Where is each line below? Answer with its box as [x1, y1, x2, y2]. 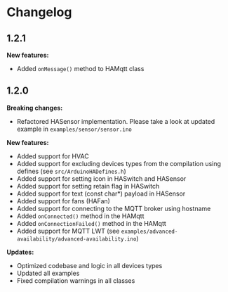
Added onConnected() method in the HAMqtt [16, 212, 145, 220]
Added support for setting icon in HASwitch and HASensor [16, 174, 187, 183]
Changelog [6, 4, 72, 20]
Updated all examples [16, 269, 80, 277]
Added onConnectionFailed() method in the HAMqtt [16, 219, 166, 227]
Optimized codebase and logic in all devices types [16, 261, 163, 269]
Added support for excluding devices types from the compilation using [16, 159, 222, 167]
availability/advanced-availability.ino [16, 235, 137, 243]
